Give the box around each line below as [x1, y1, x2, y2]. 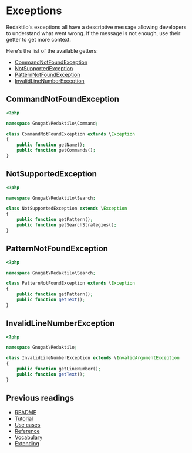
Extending [14, 440, 39, 447]
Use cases [14, 421, 41, 428]
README [14, 408, 37, 415]
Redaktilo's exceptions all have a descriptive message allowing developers [6, 23, 187, 30]
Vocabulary [14, 434, 43, 441]
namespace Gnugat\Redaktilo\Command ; [6, 120, 99, 127]
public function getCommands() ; [16, 148, 96, 154]
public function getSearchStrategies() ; [16, 222, 117, 228]
